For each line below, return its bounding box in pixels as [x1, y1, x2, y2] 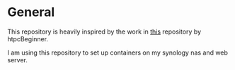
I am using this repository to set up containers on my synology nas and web [7, 48, 229, 57]
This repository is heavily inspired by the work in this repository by [7, 27, 202, 36]
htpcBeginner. [7, 34, 48, 43]
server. [7, 55, 28, 64]
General [7, 4, 55, 20]
